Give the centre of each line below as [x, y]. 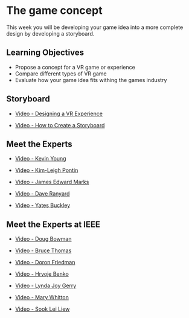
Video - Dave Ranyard [42, 194]
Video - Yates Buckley [43, 205]
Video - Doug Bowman [43, 239]
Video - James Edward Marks [52, 182]
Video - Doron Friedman [45, 262]
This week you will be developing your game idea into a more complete [95, 27]
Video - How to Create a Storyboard [60, 125]
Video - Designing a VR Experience [59, 113]
